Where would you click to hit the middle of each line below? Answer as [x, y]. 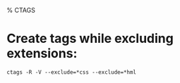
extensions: [42, 54]
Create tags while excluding [90, 39]
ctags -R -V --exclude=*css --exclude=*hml [72, 72]
